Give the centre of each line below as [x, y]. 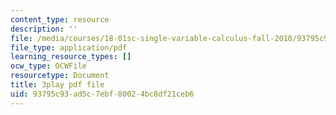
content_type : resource [60, 19]
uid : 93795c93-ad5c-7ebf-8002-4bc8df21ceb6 [102, 94]
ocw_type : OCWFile [48, 66]
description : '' [44, 29]
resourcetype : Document [60, 76]
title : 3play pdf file [57, 85]
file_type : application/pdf [69, 47]
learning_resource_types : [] [71, 57]
